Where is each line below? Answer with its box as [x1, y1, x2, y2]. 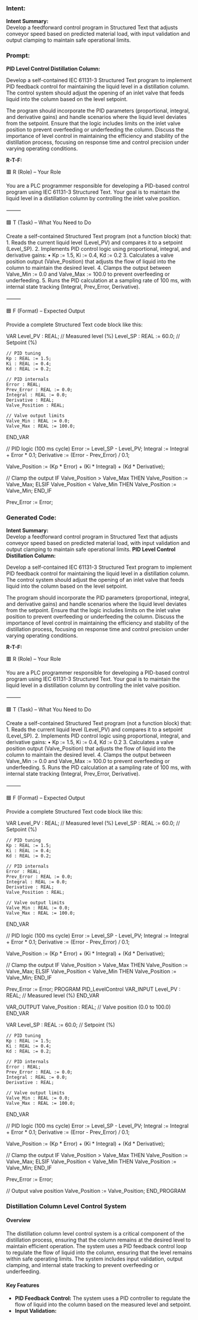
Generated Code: [6, 513, 57, 521]
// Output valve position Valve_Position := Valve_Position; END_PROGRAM [6, 1187, 186, 1194]
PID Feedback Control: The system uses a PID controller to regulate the [14, 1294, 191, 1302]
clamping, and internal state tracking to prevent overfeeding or [6, 1262, 159, 1269]
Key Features [6, 1281, 40, 1289]
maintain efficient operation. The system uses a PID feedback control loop [6, 1243, 187, 1250]
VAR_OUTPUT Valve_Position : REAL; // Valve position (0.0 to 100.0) [6, 1003, 171, 1010]
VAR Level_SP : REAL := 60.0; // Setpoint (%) [6, 1021, 116, 1028]
